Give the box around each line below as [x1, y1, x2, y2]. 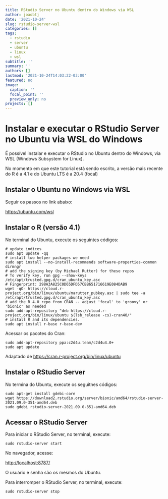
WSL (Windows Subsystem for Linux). [5, 156, 84, 162]
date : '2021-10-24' [5, 17, 46, 22]
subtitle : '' [5, 59, 33, 64]
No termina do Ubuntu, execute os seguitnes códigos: [5, 381, 118, 387]
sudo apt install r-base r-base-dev [5, 321, 82, 326]
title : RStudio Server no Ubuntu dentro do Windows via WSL [5, 7, 135, 13]
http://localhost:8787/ [5, 460, 50, 466]
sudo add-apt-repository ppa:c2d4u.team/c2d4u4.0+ [5, 340, 114, 345]
